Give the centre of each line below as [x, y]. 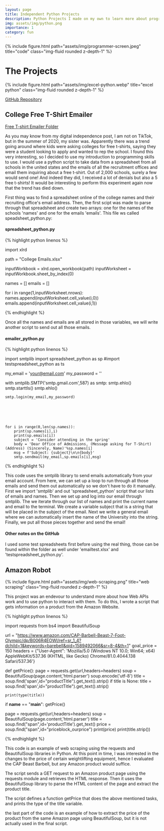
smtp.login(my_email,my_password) [40, 397]
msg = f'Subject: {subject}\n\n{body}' [54, 453]
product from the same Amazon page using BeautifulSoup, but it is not [76, 818]
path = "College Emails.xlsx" [34, 259]
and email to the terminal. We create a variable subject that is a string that [79, 507]
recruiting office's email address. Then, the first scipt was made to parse [78, 202]
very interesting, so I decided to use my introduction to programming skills [80, 156]
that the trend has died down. [35, 188]
